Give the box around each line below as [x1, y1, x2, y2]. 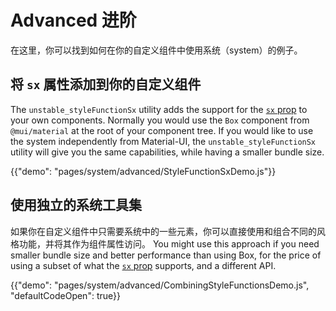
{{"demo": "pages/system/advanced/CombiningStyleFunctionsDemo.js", [10, 279, 310, 291]
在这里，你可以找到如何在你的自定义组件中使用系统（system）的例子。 [10, 44, 303, 56]
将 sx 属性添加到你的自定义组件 [10, 76, 202, 93]
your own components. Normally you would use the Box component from [10, 114, 310, 126]
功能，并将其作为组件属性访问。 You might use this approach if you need [18, 237, 320, 250]
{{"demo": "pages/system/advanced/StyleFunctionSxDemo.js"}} [10, 165, 277, 177]
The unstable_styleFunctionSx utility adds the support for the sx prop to [10, 103, 308, 115]
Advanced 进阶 [10, 9, 137, 32]
